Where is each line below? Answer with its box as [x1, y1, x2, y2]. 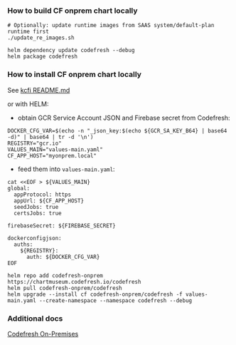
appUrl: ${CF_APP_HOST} [14, 197, 84, 205]
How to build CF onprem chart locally [7, 6, 138, 16]
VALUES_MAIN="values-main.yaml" [7, 145, 103, 153]
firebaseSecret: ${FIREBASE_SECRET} [7, 222, 116, 230]
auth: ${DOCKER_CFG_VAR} [26, 253, 100, 260]
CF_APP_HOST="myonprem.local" [7, 152, 97, 159]
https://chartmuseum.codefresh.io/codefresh [7, 278, 141, 285]
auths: [14, 241, 33, 248]
